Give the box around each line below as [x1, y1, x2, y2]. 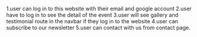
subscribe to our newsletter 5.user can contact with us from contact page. [6, 24, 191, 31]
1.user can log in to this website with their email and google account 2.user [6, 5, 192, 12]
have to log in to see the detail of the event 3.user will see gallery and [6, 11, 179, 18]
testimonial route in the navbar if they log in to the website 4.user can [6, 18, 178, 24]
